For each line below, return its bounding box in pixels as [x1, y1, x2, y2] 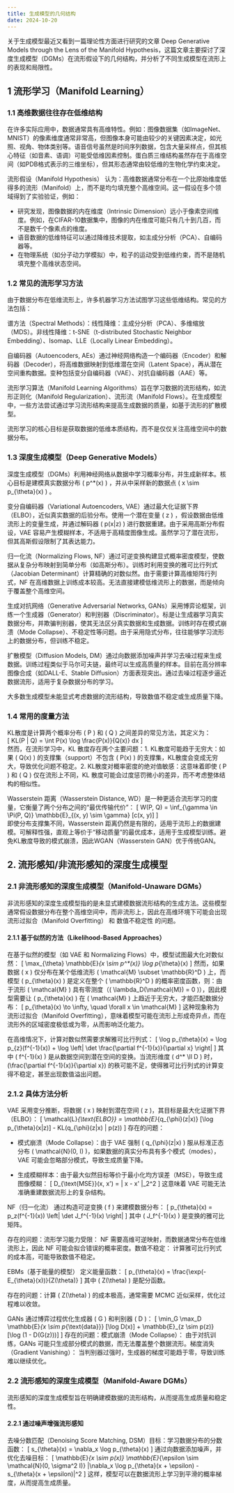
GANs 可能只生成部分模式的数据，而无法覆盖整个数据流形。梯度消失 [19, 1340, 214, 1348]
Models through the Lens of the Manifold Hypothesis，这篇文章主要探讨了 [7, 45, 219, 54]
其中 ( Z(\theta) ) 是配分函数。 [84, 1276, 169, 1284]
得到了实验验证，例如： [13, 193, 81, 201]
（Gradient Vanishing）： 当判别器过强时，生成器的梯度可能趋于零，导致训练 [7, 1348, 225, 1357]
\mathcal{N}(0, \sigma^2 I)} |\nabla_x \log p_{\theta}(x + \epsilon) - [7, 1461, 199, 1469]
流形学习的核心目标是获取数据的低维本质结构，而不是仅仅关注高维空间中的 [7, 425, 221, 433]
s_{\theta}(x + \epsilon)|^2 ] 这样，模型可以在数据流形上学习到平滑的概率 [7, 1469, 216, 1478]
